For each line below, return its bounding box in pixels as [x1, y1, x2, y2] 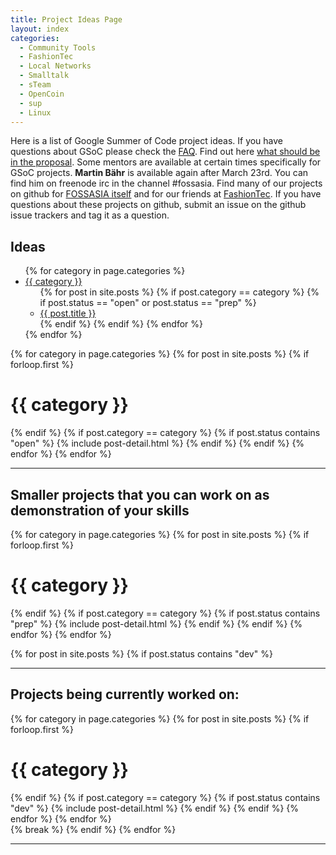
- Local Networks [19, 61, 92, 71]
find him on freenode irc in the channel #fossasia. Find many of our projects [10, 177, 323, 190]
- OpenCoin [19, 89, 65, 99]
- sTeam [19, 80, 52, 90]
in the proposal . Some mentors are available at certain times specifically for [10, 156, 322, 168]
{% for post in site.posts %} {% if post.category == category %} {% [39, 286, 320, 298]
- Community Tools [19, 42, 97, 53]
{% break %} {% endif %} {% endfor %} [10, 823, 177, 835]
